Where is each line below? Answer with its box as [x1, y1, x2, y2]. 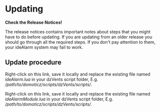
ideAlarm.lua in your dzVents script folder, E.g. [5, 76, 98, 82]
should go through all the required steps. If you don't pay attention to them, [5, 39, 156, 45]
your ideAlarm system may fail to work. [5, 44, 84, 50]
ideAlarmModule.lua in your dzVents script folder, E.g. [5, 96, 113, 102]
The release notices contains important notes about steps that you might [5, 29, 151, 34]
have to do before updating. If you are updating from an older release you [5, 34, 152, 40]
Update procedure [5, 58, 62, 66]
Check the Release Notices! [5, 19, 62, 25]
